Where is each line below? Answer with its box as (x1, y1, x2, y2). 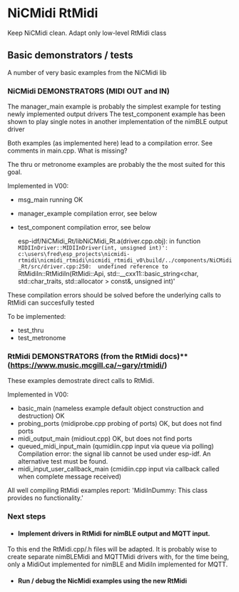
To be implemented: (7, 312, 66, 321)
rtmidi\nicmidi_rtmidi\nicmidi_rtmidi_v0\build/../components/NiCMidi (17, 257, 233, 265)
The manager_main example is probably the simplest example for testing (7, 102, 221, 111)
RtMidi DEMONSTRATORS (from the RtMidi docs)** (7, 351, 188, 361)
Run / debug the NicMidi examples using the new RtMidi (17, 576, 188, 586)
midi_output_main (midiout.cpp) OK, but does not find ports (17, 434, 193, 443)
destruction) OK (17, 412, 65, 420)
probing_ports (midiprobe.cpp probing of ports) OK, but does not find (17, 419, 223, 428)
